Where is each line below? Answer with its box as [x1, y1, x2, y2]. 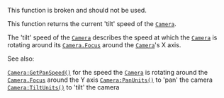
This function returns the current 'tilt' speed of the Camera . [7, 20, 177, 27]
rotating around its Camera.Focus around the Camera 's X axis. [7, 41, 181, 49]
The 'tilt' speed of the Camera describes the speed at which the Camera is [7, 33, 218, 42]
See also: [7, 54, 35, 63]
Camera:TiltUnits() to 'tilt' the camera [7, 83, 120, 91]
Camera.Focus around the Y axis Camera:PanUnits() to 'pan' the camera [7, 75, 213, 84]
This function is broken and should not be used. [7, 6, 147, 14]
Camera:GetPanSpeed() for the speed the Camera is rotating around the [7, 68, 208, 76]
